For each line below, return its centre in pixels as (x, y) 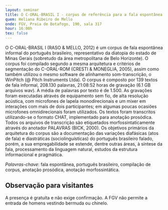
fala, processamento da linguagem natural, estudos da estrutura (71, 149)
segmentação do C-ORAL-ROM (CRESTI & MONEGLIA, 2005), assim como (82, 69)
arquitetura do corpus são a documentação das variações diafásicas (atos (82, 133)
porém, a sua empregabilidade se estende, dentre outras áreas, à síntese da (84, 144)
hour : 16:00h (19, 29)
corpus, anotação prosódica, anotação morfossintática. (62, 170)
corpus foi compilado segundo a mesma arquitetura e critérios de (73, 64)
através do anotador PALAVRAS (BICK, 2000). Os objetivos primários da (80, 128)
